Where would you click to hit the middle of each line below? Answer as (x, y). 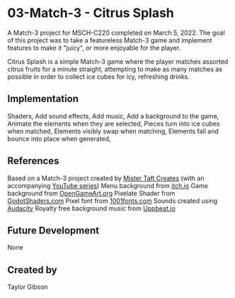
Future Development (53, 230)
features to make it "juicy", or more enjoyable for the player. (94, 48)
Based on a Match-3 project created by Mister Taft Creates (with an (106, 178)
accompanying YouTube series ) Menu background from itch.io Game (108, 185)
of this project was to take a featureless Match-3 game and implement (110, 40)
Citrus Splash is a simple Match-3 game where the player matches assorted (118, 61)
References (33, 161)
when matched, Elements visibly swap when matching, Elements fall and (113, 131)
